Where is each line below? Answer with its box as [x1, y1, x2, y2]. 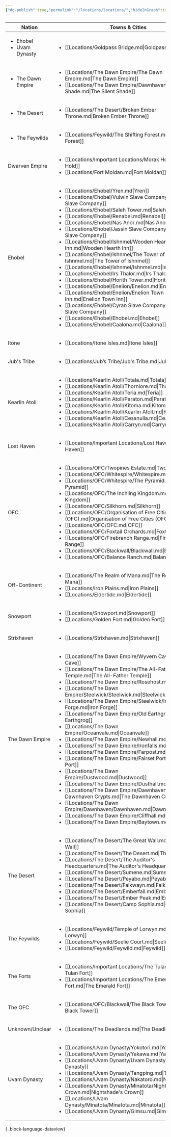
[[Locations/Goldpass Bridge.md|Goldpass [65, 44, 167, 51]
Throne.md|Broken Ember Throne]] [65, 113, 149, 120]
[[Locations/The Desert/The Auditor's [65, 856, 155, 863]
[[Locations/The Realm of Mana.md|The [65, 572, 161, 579]
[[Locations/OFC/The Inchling [65, 490, 136, 497]
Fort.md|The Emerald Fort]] [65, 982, 131, 989]
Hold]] [65, 162, 80, 169]
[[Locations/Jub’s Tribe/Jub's [65, 358, 135, 365]
